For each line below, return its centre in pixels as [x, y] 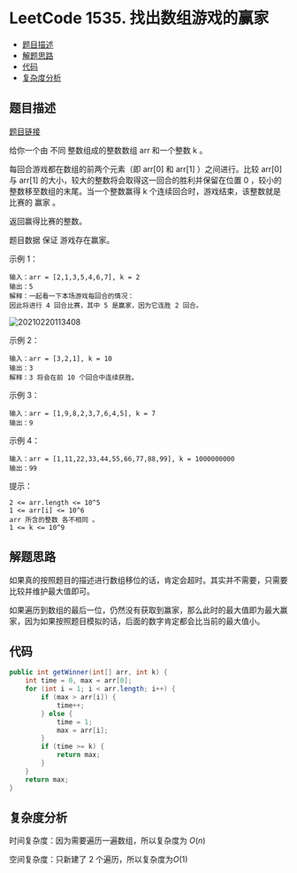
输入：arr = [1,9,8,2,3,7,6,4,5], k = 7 [83, 413]
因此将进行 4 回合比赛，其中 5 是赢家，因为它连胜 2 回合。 [106, 305]
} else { [57, 713]
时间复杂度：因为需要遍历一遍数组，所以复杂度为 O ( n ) [107, 841]
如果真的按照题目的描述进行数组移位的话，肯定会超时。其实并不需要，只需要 [148, 580]
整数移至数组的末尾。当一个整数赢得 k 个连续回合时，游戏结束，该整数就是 [145, 191]
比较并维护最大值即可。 [52, 591]
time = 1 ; [74, 722]
